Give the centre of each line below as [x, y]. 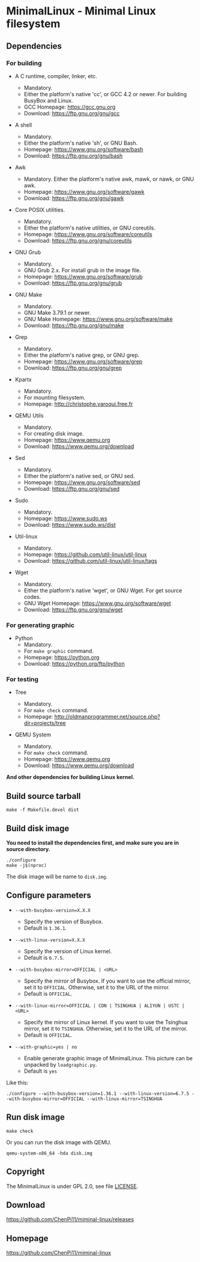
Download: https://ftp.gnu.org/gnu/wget [73, 609]
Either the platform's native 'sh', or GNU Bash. [81, 143]
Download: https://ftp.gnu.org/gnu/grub [73, 283]
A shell [23, 125]
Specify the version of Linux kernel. [68, 951]
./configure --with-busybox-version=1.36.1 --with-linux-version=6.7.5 [98, 1094]
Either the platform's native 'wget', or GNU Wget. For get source [103, 590]
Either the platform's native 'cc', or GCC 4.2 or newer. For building [105, 94]
